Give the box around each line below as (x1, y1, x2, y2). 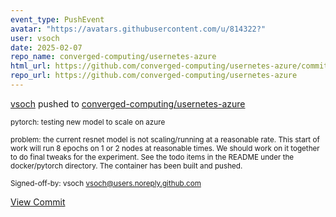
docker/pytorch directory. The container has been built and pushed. (10, 161, 243, 171)
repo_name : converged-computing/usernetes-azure (10, 52, 217, 62)
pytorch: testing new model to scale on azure (10, 117, 166, 127)
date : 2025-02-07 (10, 42, 83, 53)
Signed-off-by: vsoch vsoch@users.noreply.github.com (10, 178, 202, 188)
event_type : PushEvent (10, 14, 105, 25)
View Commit (10, 196, 66, 208)
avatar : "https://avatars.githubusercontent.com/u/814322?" (10, 24, 267, 34)
